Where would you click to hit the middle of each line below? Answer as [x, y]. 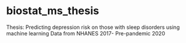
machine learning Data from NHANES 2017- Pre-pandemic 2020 [86, 33]
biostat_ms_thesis [53, 11]
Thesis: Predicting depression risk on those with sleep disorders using [93, 27]
